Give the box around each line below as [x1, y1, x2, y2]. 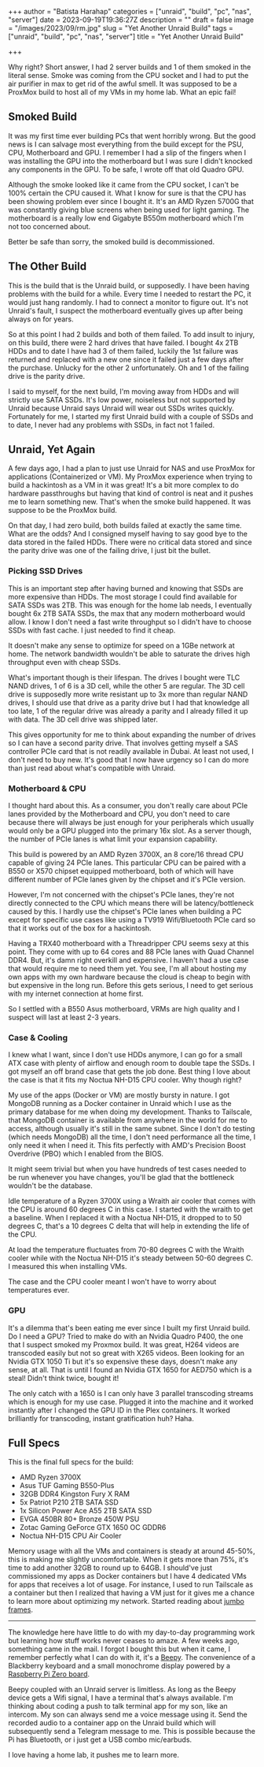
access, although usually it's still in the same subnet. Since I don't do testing [8, 1124, 255, 1134]
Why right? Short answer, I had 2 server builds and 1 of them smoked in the [8, 62, 251, 72]
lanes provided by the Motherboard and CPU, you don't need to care [8, 809, 230, 819]
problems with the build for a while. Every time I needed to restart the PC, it [8, 289, 251, 299]
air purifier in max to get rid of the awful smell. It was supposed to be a [8, 79, 237, 88]
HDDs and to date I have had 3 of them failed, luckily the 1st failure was [8, 346, 239, 355]
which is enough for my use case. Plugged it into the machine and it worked [8, 1397, 254, 1406]
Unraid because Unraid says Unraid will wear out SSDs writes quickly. [8, 403, 234, 413]
